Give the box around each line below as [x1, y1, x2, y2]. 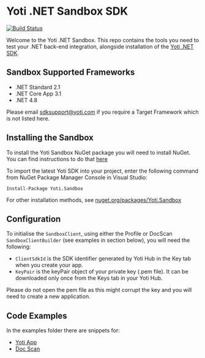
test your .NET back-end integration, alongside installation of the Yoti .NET [6, 43, 194, 50]
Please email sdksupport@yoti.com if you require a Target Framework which [6, 108, 199, 116]
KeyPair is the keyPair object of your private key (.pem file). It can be [15, 268, 188, 275]
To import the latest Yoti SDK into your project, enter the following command [6, 167, 199, 174]
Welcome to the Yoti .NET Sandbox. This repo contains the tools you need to [6, 36, 199, 43]
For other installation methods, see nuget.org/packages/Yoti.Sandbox [6, 196, 182, 203]
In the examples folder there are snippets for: [6, 327, 121, 334]
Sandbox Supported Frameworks [6, 67, 135, 78]
